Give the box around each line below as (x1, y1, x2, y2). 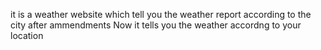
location (10, 30, 44, 41)
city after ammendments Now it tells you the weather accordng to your (10, 19, 302, 31)
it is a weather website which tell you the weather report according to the (10, 9, 312, 20)
